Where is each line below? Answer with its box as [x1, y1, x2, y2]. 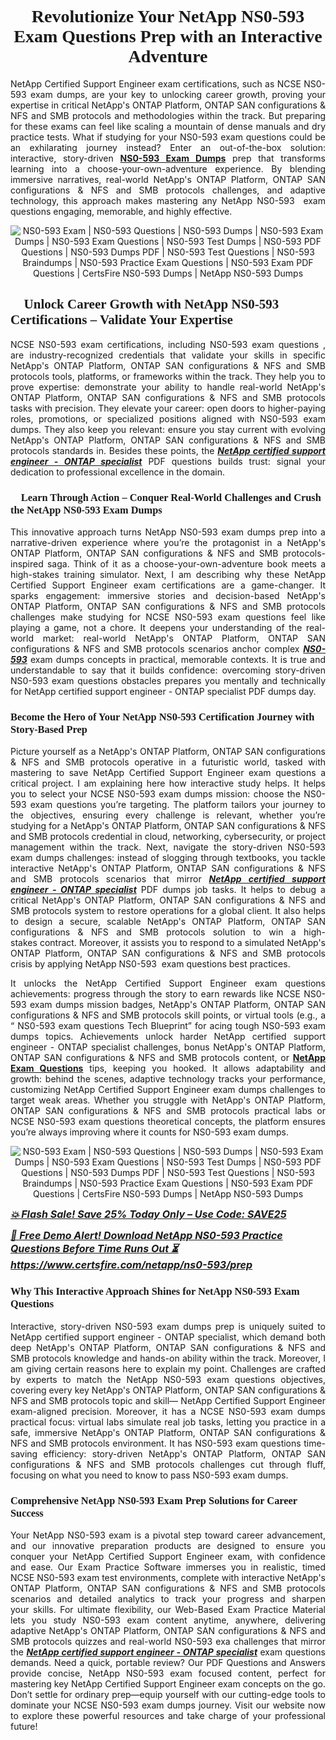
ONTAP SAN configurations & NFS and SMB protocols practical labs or [10, 1105, 326, 1117]
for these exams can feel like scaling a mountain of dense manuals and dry [10, 120, 326, 132]
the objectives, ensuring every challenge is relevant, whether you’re [10, 809, 326, 821]
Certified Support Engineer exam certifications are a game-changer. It [10, 579, 326, 591]
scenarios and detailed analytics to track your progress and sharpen [10, 1592, 326, 1605]
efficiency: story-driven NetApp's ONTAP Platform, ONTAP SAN [43, 1447, 326, 1460]
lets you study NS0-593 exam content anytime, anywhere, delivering [10, 1614, 326, 1626]
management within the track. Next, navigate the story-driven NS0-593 [10, 841, 326, 853]
